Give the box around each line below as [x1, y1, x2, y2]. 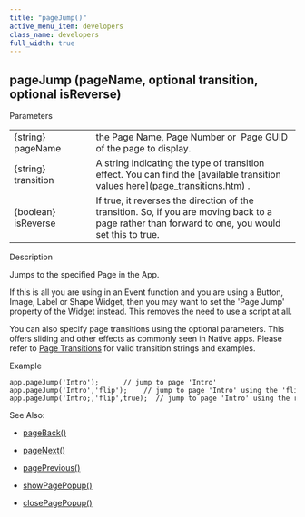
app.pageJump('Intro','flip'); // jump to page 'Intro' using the [9, 386, 279, 395]
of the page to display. [95, 142, 192, 155]
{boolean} [14, 206, 56, 219]
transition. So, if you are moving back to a [95, 206, 272, 219]
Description [9, 251, 53, 263]
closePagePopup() [22, 498, 93, 509]
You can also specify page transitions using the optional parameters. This [9, 324, 284, 335]
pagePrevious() [22, 463, 81, 473]
